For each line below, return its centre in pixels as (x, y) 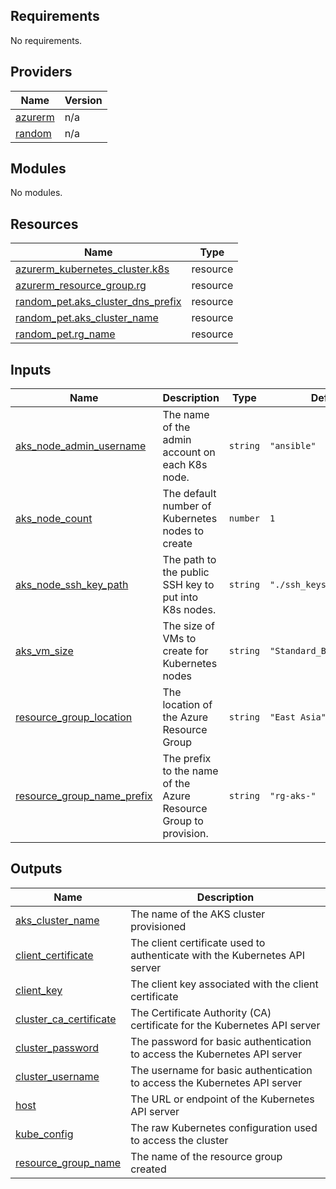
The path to (189, 560)
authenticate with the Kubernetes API (218, 955)
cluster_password (57, 1047)
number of (187, 506)
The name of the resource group (206, 1156)
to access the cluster (179, 1140)
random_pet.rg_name (65, 334)
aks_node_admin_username (81, 446)
